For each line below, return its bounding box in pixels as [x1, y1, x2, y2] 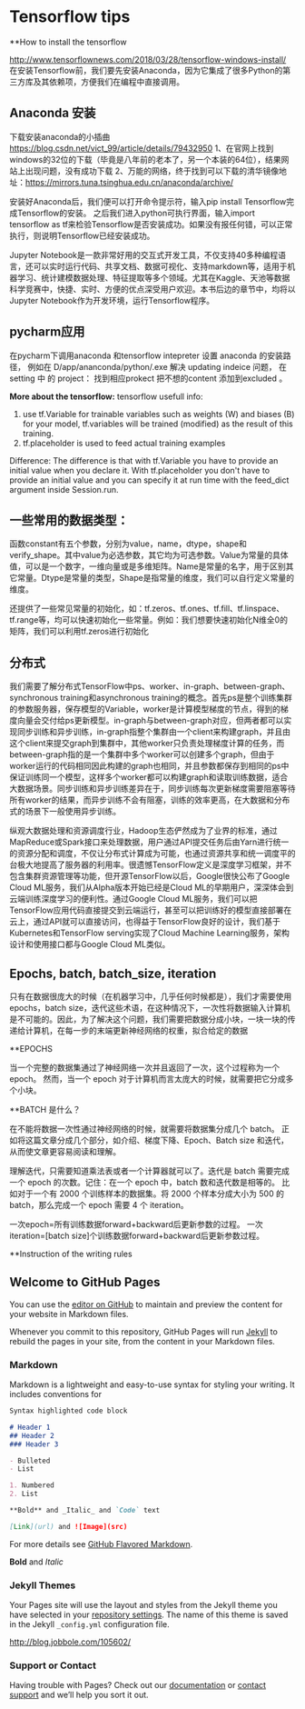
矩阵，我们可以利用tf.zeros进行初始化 [9, 625, 150, 637]
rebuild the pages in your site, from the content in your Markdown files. [9, 1335, 275, 1346]
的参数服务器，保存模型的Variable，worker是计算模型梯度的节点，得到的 [9, 704, 281, 715]
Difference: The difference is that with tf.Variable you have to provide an [9, 455, 279, 465]
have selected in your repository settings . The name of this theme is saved [9, 1609, 289, 1620]
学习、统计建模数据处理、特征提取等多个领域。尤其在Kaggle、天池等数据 [16, 272, 290, 283]
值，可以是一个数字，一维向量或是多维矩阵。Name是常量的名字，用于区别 [9, 561, 286, 572]
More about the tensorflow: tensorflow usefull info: [9, 391, 203, 402]
